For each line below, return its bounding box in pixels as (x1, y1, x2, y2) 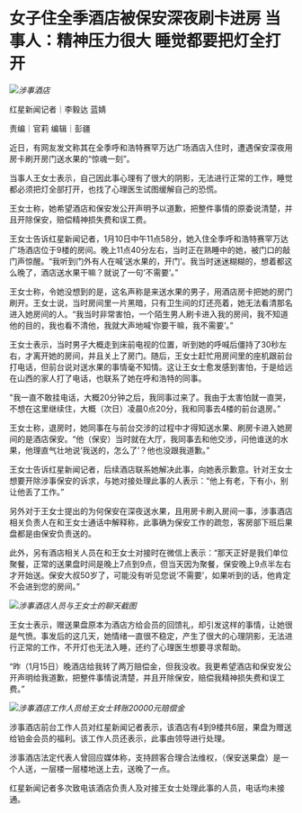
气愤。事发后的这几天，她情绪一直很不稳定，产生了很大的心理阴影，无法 (16, 630, 285, 641)
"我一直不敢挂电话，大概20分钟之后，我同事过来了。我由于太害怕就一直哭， (9, 392, 290, 402)
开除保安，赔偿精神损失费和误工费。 (16, 213, 151, 225)
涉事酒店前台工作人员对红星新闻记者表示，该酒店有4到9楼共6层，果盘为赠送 (9, 721, 292, 732)
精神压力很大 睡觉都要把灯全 (57, 31, 265, 51)
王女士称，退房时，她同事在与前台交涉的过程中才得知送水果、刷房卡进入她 (9, 422, 285, 433)
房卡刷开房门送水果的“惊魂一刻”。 (9, 153, 135, 164)
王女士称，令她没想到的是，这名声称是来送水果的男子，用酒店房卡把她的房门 (9, 285, 293, 297)
